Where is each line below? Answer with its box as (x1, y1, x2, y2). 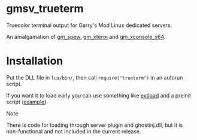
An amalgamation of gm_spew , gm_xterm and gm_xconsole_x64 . (6, 33, 166, 40)
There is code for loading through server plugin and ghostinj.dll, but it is (6, 121, 183, 129)
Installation (6, 54, 63, 68)
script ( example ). (6, 98, 48, 105)
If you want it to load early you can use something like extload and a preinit (6, 92, 192, 99)
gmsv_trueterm (6, 2, 84, 16)
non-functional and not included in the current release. (6, 127, 141, 135)
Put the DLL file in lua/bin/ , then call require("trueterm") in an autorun (6, 74, 183, 81)
